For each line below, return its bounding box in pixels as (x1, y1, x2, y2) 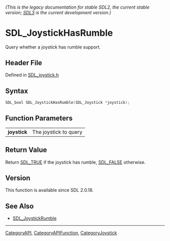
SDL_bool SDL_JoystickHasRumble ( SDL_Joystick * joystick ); (5, 100, 130, 105)
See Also (5, 202, 34, 210)
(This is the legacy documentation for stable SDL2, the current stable (5, 4, 150, 10)
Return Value (5, 146, 47, 154)
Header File (5, 58, 42, 67)
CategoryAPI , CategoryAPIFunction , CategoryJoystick (5, 230, 117, 236)
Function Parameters (5, 114, 73, 123)
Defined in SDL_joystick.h (5, 72, 59, 78)
